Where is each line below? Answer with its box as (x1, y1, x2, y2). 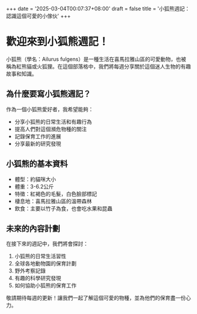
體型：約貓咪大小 (14, 175, 56, 183)
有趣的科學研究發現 (14, 275, 62, 282)
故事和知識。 (6, 70, 37, 77)
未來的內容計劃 (6, 223, 60, 233)
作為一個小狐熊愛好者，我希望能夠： (6, 105, 94, 112)
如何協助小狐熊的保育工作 (14, 282, 77, 289)
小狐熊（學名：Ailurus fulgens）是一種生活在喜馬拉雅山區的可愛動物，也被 (6, 55, 186, 63)
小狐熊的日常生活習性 (14, 252, 66, 260)
